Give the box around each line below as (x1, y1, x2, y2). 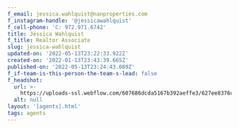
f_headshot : (7, 76, 43, 84)
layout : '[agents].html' (7, 103, 81, 110)
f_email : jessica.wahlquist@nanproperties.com (7, 10, 148, 18)
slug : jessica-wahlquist (7, 43, 81, 50)
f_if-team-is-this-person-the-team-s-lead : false (7, 70, 158, 77)
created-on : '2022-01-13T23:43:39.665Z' (7, 57, 129, 64)
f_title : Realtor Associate (7, 37, 91, 44)
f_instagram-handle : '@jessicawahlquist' (7, 17, 132, 24)
